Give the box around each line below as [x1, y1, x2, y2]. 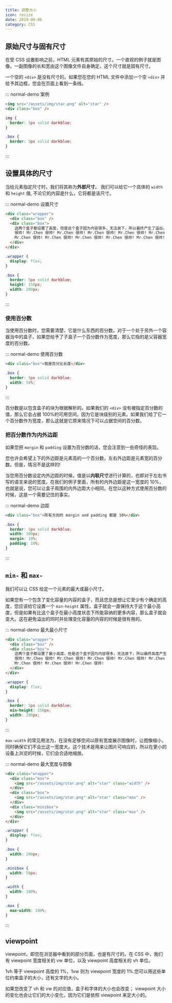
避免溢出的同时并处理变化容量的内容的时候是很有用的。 [27, 616, 144, 622]
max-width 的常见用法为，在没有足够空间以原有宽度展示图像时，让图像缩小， [5, 737, 166, 743]
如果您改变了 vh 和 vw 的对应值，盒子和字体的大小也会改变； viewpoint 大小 [5, 986, 166, 992]
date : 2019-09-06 [5, 17, 42, 22]
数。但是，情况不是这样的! [5, 461, 61, 467]
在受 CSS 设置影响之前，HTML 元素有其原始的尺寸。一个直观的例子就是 [5, 57, 157, 63]
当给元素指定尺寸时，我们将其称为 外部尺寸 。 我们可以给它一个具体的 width [5, 183, 163, 190]
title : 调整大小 [5, 7, 37, 13]
